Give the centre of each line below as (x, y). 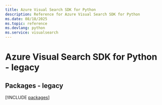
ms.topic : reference (26, 23)
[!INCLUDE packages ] (27, 97)
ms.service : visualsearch (32, 33)
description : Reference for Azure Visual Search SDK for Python (73, 14)
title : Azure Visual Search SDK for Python (51, 10)
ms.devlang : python (25, 28)
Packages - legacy (34, 86)
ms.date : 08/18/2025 (26, 19)
